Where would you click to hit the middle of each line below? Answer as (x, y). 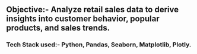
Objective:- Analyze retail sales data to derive (93, 10)
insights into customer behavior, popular (83, 19)
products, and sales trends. (58, 28)
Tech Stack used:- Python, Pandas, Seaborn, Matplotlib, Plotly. (99, 45)
